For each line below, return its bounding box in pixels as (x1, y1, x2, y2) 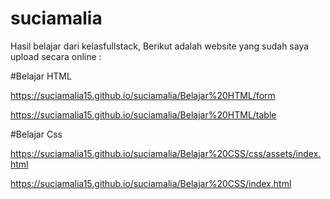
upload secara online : (10, 50, 102, 62)
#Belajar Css (10, 128, 63, 140)
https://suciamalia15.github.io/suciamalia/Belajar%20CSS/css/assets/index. (10, 147, 322, 159)
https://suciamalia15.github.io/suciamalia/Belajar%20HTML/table (10, 108, 277, 121)
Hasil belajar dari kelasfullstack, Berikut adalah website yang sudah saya (10, 40, 310, 52)
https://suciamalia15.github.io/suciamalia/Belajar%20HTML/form (10, 89, 276, 101)
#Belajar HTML (10, 70, 72, 82)
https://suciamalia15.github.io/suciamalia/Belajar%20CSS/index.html (10, 177, 292, 189)
